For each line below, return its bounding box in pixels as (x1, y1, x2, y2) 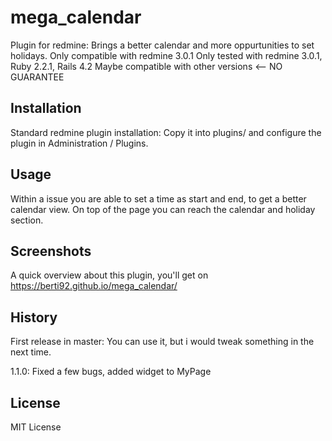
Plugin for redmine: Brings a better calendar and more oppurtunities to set (10, 39, 315, 51)
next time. (10, 346, 52, 358)
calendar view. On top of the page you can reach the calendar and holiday (10, 203, 316, 215)
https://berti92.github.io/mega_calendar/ (10, 280, 178, 292)
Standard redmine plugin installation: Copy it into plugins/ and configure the (10, 126, 322, 138)
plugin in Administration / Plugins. (10, 137, 149, 149)
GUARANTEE (10, 71, 65, 83)
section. (10, 214, 44, 226)
